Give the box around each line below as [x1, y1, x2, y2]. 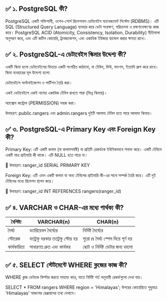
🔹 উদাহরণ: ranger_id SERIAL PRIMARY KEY [5, 162, 90, 169]
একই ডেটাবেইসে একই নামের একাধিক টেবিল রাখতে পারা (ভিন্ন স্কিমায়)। [5, 89, 108, 96]
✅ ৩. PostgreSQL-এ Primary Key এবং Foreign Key [5, 125, 156, 134]
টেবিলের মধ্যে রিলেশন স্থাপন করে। [5, 178, 54, 184]
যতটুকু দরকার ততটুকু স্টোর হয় [29, 235, 78, 242]
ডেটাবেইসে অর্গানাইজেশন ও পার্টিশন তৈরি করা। [5, 79, 73, 86]
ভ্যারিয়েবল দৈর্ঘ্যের [29, 227, 58, 234]
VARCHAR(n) [37, 218, 70, 225]
